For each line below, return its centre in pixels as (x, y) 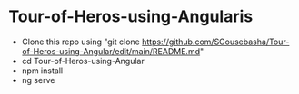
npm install (42, 70)
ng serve (38, 80)
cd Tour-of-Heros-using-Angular (83, 61)
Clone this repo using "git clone (80, 42)
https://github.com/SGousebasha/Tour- (215, 42)
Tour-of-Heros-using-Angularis (131, 17)
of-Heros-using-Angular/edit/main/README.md (111, 51)
